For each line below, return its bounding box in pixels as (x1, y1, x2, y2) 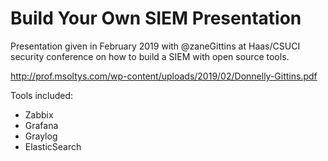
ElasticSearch (24, 140, 82, 152)
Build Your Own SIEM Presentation (10, 7, 302, 30)
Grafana (24, 119, 59, 131)
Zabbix (24, 108, 54, 121)
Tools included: (10, 89, 74, 101)
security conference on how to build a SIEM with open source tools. (10, 50, 290, 62)
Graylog (24, 130, 58, 142)
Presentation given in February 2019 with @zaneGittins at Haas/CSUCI (10, 40, 301, 52)
